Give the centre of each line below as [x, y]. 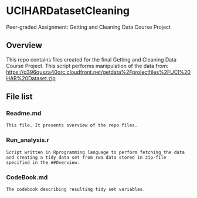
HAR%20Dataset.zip [31, 78]
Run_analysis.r [28, 140]
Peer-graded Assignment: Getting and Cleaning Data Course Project [89, 27]
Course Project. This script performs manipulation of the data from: [87, 66]
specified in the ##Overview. [43, 162]
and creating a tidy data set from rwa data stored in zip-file [86, 157]
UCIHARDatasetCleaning [68, 11]
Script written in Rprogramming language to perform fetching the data [95, 152]
